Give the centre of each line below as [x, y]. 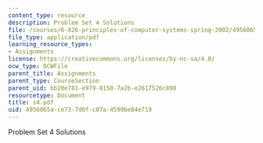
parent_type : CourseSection [54, 80]
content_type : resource [47, 15]
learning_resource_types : [50, 45]
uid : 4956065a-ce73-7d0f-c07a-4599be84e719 [80, 110]
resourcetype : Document [47, 95]
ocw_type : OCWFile [38, 66]
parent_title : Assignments [52, 73]
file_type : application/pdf [54, 37]
